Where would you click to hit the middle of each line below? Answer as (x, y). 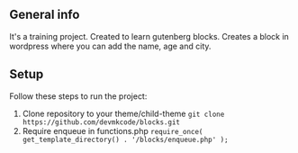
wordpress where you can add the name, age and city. (110, 46)
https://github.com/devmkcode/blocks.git (101, 122)
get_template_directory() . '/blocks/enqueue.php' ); (125, 139)
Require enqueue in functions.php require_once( (113, 130)
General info (45, 15)
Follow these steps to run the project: (78, 96)
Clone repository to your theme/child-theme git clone (123, 113)
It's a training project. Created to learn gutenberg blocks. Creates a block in (149, 36)
